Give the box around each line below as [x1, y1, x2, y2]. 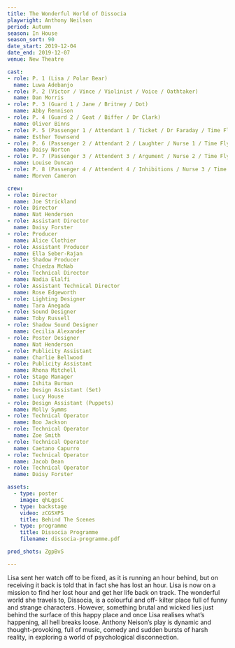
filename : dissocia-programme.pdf [20, 535, 120, 542]
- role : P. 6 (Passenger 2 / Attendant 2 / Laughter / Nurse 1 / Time [7, 140, 218, 147]
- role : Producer [7, 230, 58, 238]
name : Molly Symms [13, 406, 68, 413]
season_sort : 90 [7, 36, 55, 43]
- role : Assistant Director [7, 217, 90, 224]
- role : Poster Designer [7, 334, 80, 341]
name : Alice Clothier [13, 237, 77, 244]
